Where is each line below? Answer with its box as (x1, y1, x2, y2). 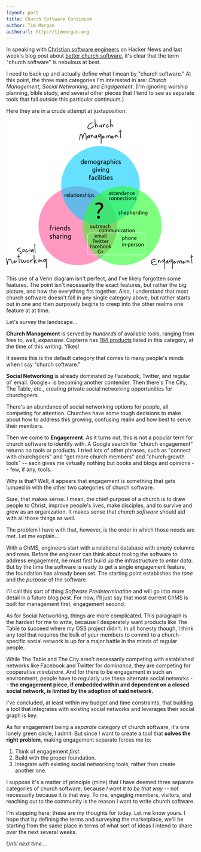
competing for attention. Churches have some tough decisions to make (6, 410, 181, 417)
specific (6, 638, 26, 645)
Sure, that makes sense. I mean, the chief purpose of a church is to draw (6, 496, 185, 503)
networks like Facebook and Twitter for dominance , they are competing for (6, 662, 191, 669)
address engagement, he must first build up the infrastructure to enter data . (6, 557, 193, 564)
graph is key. (6, 712, 38, 719)
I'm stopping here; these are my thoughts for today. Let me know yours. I (6, 809, 185, 817)
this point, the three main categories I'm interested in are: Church (6, 77, 167, 84)
